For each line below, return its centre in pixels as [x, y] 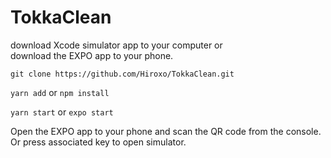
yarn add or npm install [60, 92]
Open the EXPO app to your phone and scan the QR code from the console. [166, 131]
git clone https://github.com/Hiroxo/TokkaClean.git [122, 74]
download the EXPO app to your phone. [92, 55]
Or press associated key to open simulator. [98, 142]
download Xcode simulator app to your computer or [116, 45]
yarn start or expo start [62, 112]
